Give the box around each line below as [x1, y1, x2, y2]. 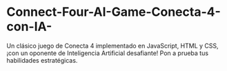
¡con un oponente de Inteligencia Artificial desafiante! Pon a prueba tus [6, 49, 208, 57]
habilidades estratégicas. [6, 56, 78, 64]
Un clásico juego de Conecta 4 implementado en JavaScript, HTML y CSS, [6, 41, 219, 50]
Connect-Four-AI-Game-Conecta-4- [6, 4, 221, 20]
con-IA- [6, 19, 52, 34]
